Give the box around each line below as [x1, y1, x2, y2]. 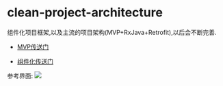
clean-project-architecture [7, 5, 163, 20]
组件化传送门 [16, 57, 53, 66]
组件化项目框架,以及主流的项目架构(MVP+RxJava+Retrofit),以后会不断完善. [7, 28, 217, 36]
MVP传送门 [16, 42, 49, 51]
